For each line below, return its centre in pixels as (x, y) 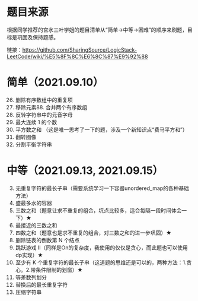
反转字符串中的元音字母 (44, 115)
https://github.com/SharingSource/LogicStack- (79, 50)
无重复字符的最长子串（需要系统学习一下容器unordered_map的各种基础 (102, 188)
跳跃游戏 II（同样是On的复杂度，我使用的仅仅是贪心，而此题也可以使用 (102, 248)
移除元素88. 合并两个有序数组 (51, 107)
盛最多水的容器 (33, 203)
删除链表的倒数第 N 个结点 (47, 240)
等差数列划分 (31, 277)
